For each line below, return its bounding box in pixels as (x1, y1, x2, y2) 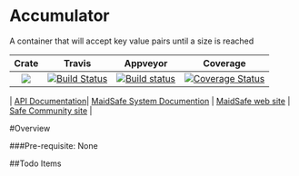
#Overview (9, 122, 51, 133)
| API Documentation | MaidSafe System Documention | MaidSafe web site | (9, 95, 291, 106)
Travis (63, 56, 92, 69)
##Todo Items (9, 158, 62, 169)
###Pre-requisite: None (9, 140, 98, 151)
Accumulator (9, 5, 111, 26)
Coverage (203, 56, 247, 69)
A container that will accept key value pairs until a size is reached (9, 35, 254, 46)
